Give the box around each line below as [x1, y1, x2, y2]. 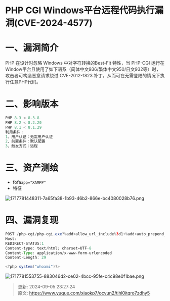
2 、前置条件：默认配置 [5, 139, 46, 144]
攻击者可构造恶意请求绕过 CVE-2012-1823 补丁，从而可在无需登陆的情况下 [5, 73, 160, 79]
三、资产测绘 [5, 162, 59, 174]
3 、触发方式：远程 [5, 143, 38, 149]
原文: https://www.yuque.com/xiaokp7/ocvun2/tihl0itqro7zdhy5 [17, 290, 150, 296]
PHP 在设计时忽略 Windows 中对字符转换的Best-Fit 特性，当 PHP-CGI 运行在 [5, 60, 165, 66]
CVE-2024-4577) [17, 17, 93, 29]
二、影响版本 [5, 98, 59, 110]
